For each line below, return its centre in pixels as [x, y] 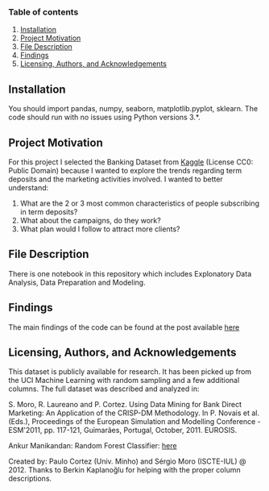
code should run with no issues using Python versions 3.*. [104, 117]
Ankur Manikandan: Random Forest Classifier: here [93, 446]
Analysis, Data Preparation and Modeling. [77, 282]
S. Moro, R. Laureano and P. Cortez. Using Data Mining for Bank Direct [125, 405]
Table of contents [43, 12]
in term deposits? [49, 211]
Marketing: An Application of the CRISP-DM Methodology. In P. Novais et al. [134, 413]
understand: [29, 187]
